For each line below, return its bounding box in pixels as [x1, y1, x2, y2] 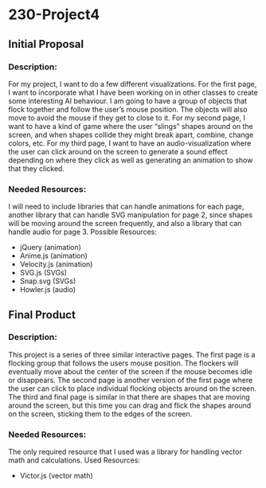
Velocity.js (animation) [19, 260, 93, 269]
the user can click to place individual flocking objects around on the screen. [8, 384, 257, 393]
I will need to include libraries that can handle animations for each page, [8, 201, 244, 212]
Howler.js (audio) [19, 285, 76, 295]
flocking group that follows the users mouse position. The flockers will [8, 358, 239, 368]
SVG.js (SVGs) [19, 268, 68, 278]
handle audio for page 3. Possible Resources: [8, 227, 157, 236]
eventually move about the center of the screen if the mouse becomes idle [8, 366, 252, 376]
